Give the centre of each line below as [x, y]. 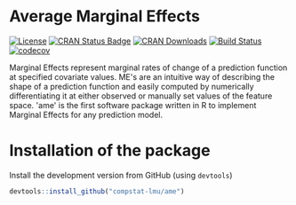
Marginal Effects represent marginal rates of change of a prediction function [148, 67]
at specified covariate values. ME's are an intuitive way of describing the [142, 76]
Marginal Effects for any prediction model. [86, 114]
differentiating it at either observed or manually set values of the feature [141, 96]
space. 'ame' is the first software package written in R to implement [133, 105]
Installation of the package [110, 150]
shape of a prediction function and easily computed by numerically [132, 86]
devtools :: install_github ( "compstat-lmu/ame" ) [97, 191]
